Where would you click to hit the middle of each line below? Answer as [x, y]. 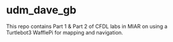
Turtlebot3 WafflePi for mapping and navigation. [65, 32]
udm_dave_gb [41, 10]
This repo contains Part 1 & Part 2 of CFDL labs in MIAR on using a [87, 26]
